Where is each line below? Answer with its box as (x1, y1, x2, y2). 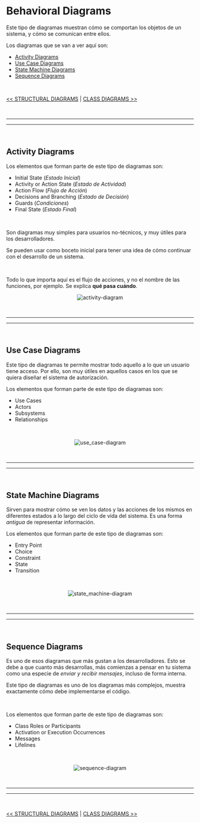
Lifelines (14, 741, 36, 749)
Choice (14, 548, 33, 555)
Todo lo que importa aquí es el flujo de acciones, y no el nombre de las (6, 276, 180, 283)
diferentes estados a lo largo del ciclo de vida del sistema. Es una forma (6, 512, 183, 520)
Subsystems (14, 409, 46, 417)
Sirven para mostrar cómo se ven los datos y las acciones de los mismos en (6, 506, 192, 513)
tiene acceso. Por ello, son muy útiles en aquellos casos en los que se (6, 367, 178, 374)
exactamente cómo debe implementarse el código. (6, 688, 131, 695)
